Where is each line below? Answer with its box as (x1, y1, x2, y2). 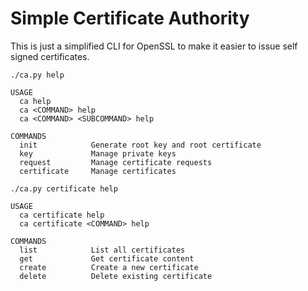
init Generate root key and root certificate (19, 140, 262, 150)
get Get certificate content (19, 253, 195, 264)
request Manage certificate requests (19, 157, 213, 167)
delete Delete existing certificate (19, 271, 213, 281)
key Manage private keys (19, 148, 177, 159)
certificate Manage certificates (19, 166, 177, 176)
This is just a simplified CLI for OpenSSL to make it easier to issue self (10, 40, 298, 52)
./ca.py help (10, 70, 65, 80)
